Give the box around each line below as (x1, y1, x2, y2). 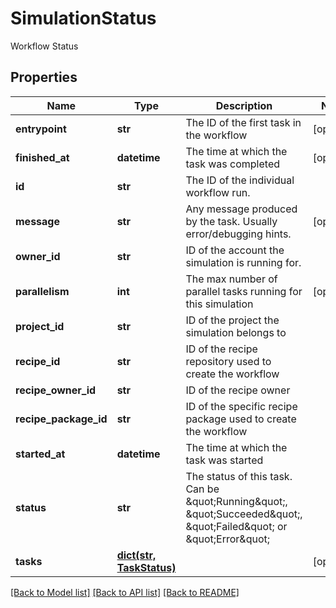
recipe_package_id (15, 412, 108, 426)
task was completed (185, 157, 280, 171)
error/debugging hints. (185, 227, 292, 241)
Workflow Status (10, 40, 79, 52)
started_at (15, 447, 66, 461)
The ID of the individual (185, 173, 295, 187)
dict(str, (116, 548, 157, 562)
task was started (185, 453, 264, 467)
